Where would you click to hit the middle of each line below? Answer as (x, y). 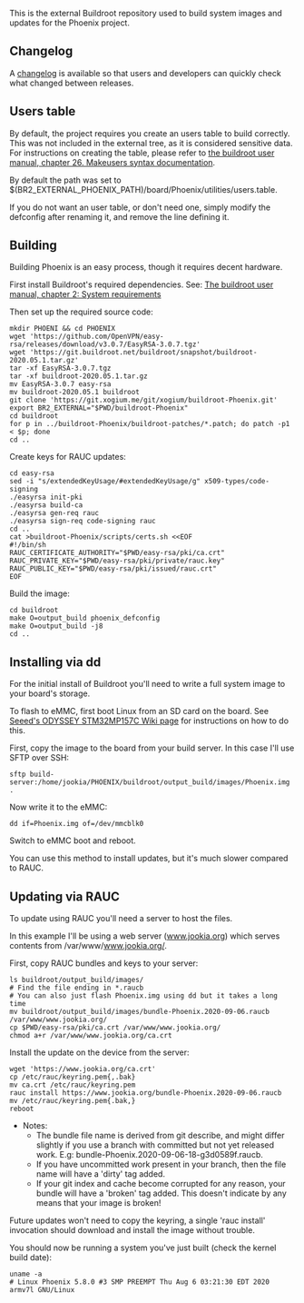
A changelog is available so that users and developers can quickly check (145, 73)
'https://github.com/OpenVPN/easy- (97, 337)
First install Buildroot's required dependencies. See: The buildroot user (142, 284)
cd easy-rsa (32, 473)
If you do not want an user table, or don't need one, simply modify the (140, 207)
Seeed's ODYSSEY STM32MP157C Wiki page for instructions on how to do (149, 721)
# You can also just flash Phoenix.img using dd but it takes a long (144, 996)
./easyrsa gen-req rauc (54, 513)
